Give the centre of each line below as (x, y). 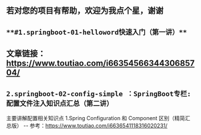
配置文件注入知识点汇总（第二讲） (60, 103)
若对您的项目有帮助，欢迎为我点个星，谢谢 (85, 11)
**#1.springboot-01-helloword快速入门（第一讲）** (97, 32)
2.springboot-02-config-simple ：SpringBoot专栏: (99, 93)
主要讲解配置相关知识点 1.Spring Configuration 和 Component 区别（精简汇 (98, 118)
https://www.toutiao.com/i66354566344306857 (100, 64)
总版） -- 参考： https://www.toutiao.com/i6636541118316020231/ (87, 125)
